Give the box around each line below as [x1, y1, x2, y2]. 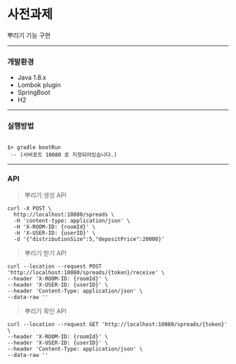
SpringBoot [17, 89, 51, 97]
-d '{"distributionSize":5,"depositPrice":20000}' [13, 235, 165, 242]
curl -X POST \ [7, 204, 52, 212]
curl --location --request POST [7, 263, 102, 270]
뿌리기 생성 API [24, 190, 67, 199]
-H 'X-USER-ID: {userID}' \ [13, 229, 96, 236]
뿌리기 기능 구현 [7, 31, 51, 39]
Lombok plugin [17, 81, 61, 89]
